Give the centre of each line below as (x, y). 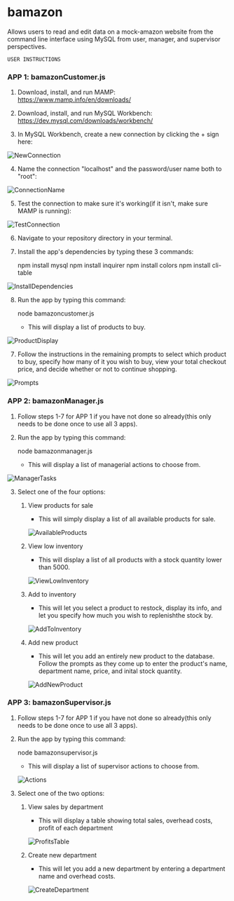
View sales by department (66, 806)
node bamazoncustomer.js (56, 313)
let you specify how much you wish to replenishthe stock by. (126, 615)
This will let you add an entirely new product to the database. (126, 656)
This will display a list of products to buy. (87, 327)
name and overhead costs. (77, 876)
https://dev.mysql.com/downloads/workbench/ (85, 121)
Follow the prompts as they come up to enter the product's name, (133, 663)
